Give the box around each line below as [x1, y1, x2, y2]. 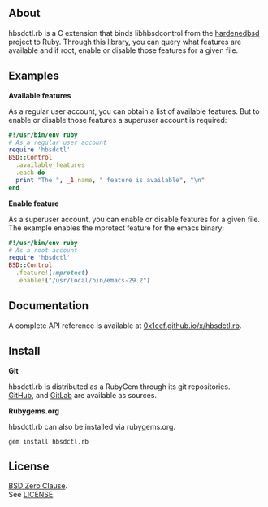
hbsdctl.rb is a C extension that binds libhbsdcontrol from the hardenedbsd [8, 28, 260, 37]
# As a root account [8, 246, 79, 255]
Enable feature [8, 199, 59, 208]
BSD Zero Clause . [8, 481, 67, 491]
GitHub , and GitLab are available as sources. [8, 390, 157, 400]
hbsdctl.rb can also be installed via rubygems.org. [8, 422, 176, 431]
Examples [8, 69, 59, 83]
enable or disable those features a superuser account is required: [8, 115, 227, 125]
